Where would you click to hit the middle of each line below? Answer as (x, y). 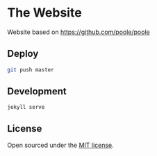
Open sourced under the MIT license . (61, 145)
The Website (44, 13)
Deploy (23, 54)
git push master (31, 70)
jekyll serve (26, 107)
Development (37, 92)
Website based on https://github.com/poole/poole (79, 32)
